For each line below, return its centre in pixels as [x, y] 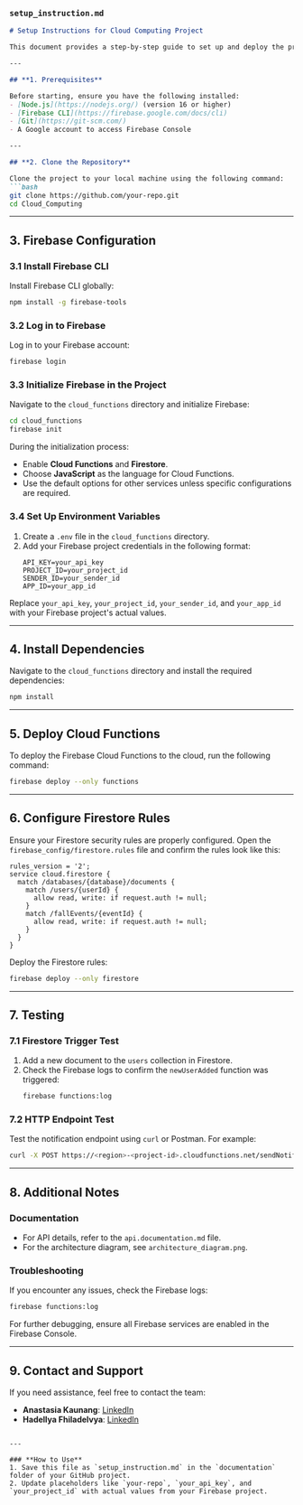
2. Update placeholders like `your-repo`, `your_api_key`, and [131, 1483]
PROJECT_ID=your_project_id [75, 570]
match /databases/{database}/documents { [96, 882]
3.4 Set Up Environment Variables [85, 517]
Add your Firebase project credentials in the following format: [136, 546]
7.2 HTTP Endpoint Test [62, 1119]
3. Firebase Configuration [83, 240]
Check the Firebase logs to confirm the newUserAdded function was [145, 1070]
